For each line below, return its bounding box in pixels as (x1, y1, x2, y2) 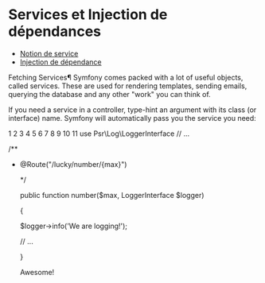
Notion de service (19, 48, 79, 58)
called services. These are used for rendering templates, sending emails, (8, 81, 247, 91)
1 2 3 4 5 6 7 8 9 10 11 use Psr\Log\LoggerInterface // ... (8, 129, 190, 138)
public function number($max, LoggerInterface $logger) (19, 190, 205, 200)
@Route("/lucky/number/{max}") (19, 159, 127, 169)
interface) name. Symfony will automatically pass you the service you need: (8, 113, 256, 122)
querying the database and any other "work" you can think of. (8, 89, 211, 99)
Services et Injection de (8, 6, 168, 24)
